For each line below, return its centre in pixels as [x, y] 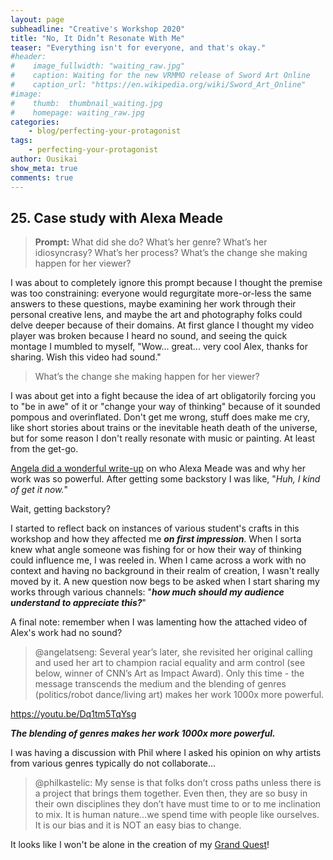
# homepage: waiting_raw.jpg [77, 112]
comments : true [42, 177]
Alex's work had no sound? [66, 633]
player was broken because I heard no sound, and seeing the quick [149, 336]
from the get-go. [44, 449]
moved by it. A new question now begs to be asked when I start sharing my [165, 582]
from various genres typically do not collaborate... [113, 763]
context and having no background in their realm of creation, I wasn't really [165, 571]
